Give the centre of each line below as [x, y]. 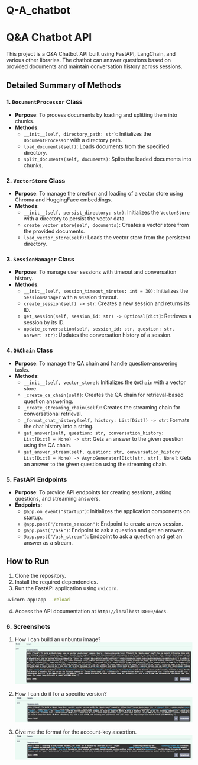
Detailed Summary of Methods [64, 85]
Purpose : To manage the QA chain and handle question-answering [96, 363]
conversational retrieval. [53, 414]
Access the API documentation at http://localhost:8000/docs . [91, 611]
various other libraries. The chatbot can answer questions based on [89, 60]
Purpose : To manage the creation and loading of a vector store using [99, 194]
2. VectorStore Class [36, 180]
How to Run [28, 561]
